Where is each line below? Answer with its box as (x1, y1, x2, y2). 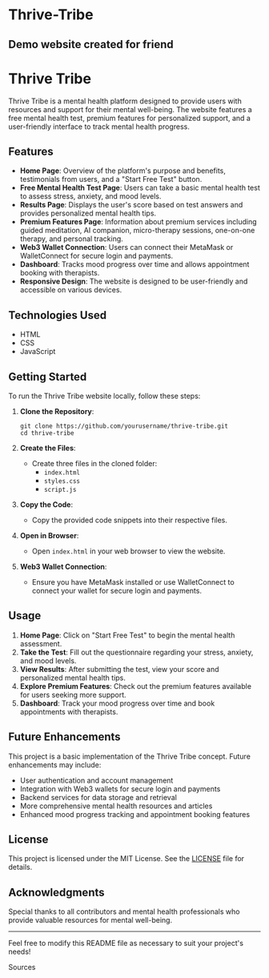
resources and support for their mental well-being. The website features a (8, 104, 252, 114)
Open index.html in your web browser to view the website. (31, 546, 226, 556)
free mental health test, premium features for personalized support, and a (8, 113, 251, 123)
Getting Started (8, 370, 87, 384)
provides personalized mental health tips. (19, 208, 157, 218)
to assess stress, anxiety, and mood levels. (19, 191, 162, 201)
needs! (8, 947, 31, 956)
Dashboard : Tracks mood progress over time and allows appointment (19, 260, 250, 269)
